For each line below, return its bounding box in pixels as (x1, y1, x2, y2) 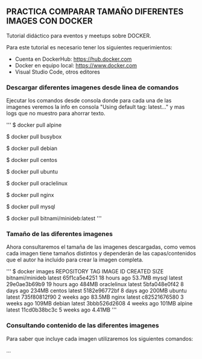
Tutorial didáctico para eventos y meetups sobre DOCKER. (6, 32, 152, 39)
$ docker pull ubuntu (6, 168, 58, 175)
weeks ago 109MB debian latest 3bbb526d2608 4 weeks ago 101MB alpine (6, 300, 193, 307)
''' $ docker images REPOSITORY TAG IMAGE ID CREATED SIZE (6, 268, 164, 275)
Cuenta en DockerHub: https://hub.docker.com (14, 55, 132, 63)
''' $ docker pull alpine (6, 122, 62, 129)
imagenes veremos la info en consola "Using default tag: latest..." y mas (6, 104, 185, 111)
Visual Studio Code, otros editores (14, 68, 101, 75)
